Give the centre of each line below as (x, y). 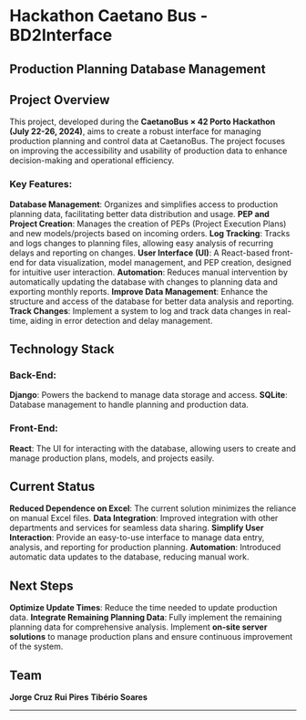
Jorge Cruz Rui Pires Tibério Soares (79, 697)
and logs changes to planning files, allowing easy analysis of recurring (141, 243)
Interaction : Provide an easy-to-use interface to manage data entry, (137, 537)
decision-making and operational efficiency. (92, 161)
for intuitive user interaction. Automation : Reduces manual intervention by (149, 272)
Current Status (52, 487)
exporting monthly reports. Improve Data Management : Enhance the (139, 291)
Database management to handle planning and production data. (129, 405)
